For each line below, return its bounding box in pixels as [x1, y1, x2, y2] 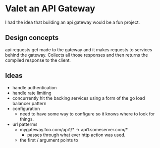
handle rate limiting [12, 90, 52, 96]
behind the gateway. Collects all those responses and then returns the [5, 52, 148, 58]
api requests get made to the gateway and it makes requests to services [5, 46, 153, 52]
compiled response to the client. [5, 57, 71, 63]
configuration [12, 106, 40, 111]
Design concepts [5, 34, 59, 42]
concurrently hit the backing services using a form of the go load [12, 95, 145, 101]
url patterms [12, 121, 38, 127]
